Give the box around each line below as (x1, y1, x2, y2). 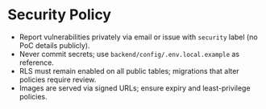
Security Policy (7, 6, 112, 24)
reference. (19, 58, 54, 67)
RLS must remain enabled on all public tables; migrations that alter (19, 66, 239, 75)
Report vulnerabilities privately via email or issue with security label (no (19, 32, 259, 42)
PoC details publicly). (19, 40, 90, 50)
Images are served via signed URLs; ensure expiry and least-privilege (19, 83, 251, 93)
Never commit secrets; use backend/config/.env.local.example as (19, 49, 239, 59)
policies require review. (19, 75, 97, 84)
